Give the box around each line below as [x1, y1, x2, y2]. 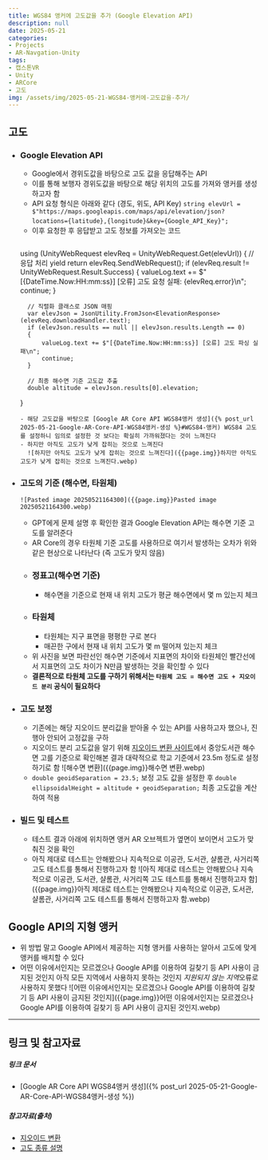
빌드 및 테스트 [19, 815, 69, 826]
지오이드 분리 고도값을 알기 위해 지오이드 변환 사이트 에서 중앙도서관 [31, 743, 241, 752]
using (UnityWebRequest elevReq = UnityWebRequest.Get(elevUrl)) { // [19, 249, 254, 258]
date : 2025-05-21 [8, 26, 66, 34]
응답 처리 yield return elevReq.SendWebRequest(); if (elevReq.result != [19, 257, 250, 268]
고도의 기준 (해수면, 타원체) [19, 477, 118, 488]
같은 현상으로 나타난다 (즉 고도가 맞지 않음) [31, 548, 165, 558]
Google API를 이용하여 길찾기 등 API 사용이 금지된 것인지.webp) [19, 1003, 221, 1012]
